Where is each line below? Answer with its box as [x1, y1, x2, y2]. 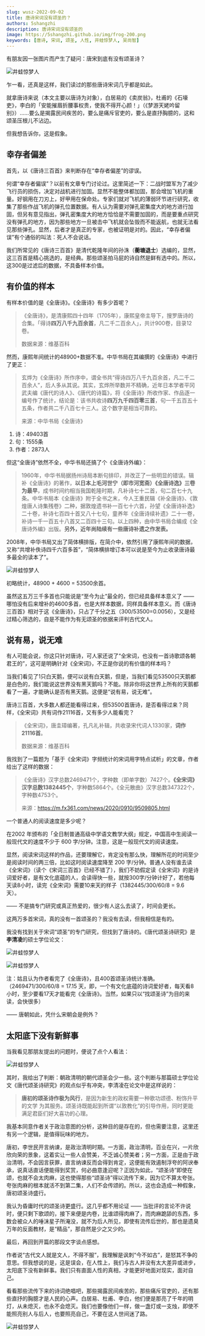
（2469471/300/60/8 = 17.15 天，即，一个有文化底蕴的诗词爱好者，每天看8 [6, 982, 194, 990]
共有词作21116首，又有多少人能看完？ [40, 709, 135, 716]
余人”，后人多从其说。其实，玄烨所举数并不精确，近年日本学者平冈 [26, 381, 195, 388]
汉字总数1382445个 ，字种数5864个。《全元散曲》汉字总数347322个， [21, 784, 198, 791]
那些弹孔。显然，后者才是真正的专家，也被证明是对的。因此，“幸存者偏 [11, 226, 191, 233]
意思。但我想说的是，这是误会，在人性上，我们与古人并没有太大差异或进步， [6, 1259, 199, 1266]
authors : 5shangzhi [6, 20, 56, 26]
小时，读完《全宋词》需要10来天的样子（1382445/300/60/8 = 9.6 [20, 881, 185, 889]
